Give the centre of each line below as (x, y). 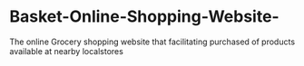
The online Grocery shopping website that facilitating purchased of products (152, 42)
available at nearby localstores (67, 51)
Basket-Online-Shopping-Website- (144, 17)
